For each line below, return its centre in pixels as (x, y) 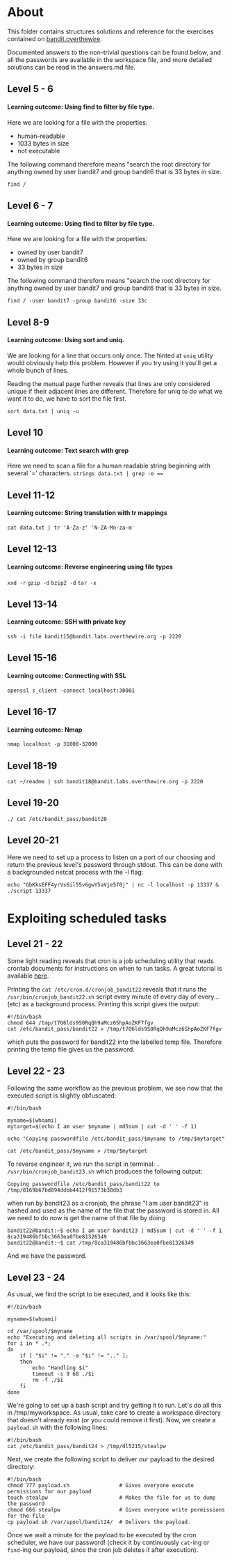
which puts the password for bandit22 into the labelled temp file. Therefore (115, 1042)
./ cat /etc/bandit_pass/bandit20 (57, 819)
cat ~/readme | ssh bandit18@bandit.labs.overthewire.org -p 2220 (105, 782)
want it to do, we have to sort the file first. (67, 399)
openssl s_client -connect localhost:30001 (71, 691)
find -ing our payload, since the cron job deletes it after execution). (103, 1550)
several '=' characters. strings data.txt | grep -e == (85, 473)
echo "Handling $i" (60, 1368)
